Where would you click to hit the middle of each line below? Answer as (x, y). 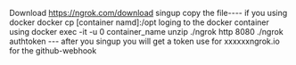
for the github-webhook (53, 51)
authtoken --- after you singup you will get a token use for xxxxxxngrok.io (145, 41)
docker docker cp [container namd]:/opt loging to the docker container (139, 22)
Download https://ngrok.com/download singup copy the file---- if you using (148, 13)
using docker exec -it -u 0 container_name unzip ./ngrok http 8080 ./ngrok (146, 32)
